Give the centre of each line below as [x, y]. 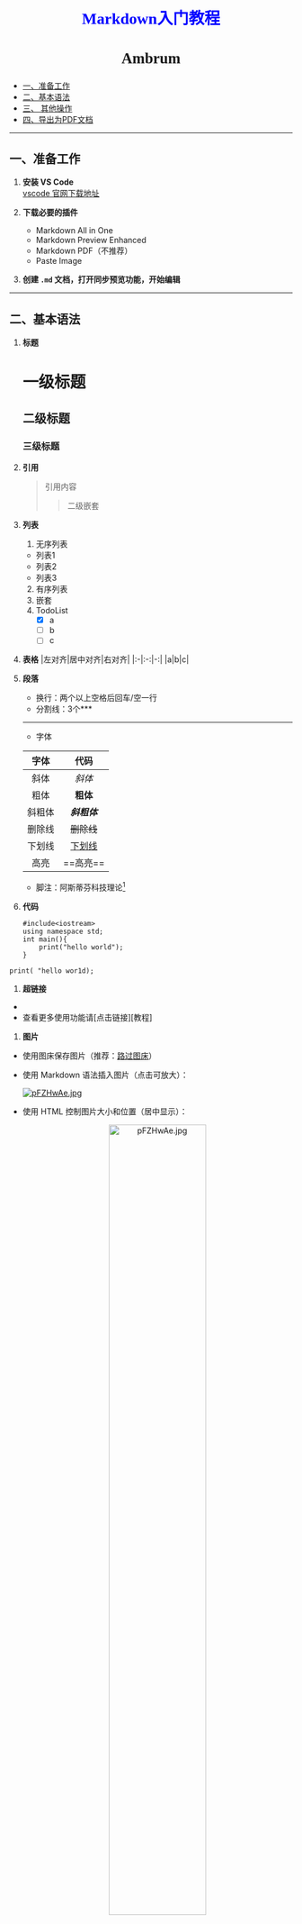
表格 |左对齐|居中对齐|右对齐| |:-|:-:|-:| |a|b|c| [106, 659]
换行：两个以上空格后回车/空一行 [96, 698]
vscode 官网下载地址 [61, 194]
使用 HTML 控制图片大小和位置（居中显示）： [105, 1111]
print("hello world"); [81, 947]
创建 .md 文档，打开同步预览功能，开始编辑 [101, 279]
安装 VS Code [48, 182]
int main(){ [44, 939]
